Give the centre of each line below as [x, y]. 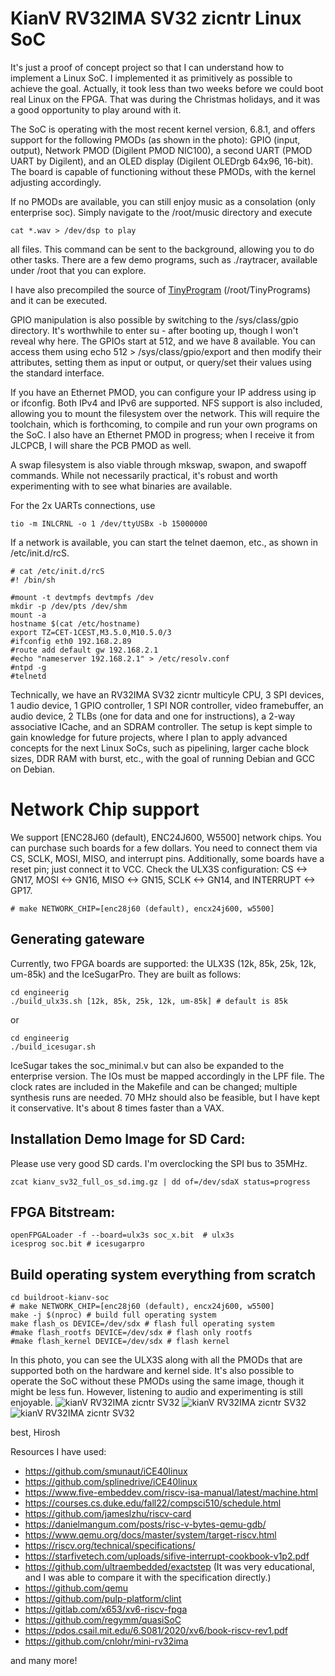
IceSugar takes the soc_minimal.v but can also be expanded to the [147, 1065]
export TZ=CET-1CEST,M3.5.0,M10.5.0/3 [91, 632]
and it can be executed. [59, 300]
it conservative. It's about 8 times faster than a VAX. [117, 1108]
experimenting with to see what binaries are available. [121, 486]
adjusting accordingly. [56, 182]
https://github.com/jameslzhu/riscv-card [108, 1514]
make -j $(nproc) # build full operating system [113, 1315]
